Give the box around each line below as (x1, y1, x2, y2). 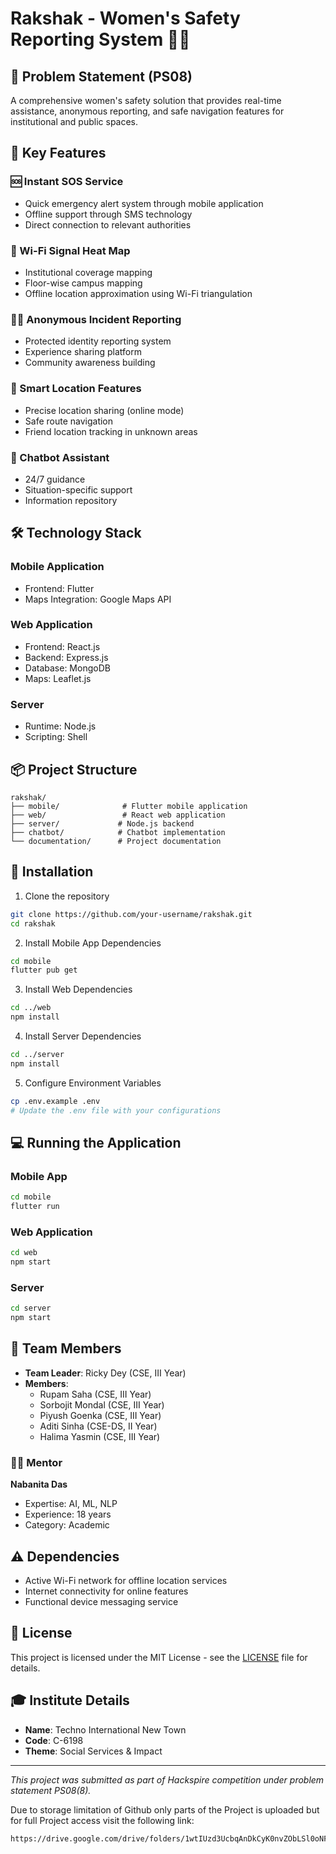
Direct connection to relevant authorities (24, 218, 192, 231)
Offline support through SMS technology (24, 208, 193, 220)
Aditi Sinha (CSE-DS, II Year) (39, 1420, 158, 1432)
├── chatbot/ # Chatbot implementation (10, 827, 226, 837)
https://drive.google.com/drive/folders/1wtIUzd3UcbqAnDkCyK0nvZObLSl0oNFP (10, 1833, 333, 1844)
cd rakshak (10, 918, 56, 929)
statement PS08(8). (10, 1784, 92, 1796)
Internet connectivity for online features (24, 1585, 189, 1597)
